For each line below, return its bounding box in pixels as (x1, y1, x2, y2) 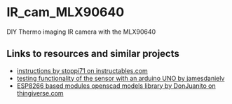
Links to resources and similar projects (6, 48, 179, 60)
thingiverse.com (16, 89, 64, 97)
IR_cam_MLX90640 (6, 4, 125, 20)
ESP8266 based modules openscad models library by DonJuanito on (16, 82, 216, 90)
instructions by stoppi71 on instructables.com (16, 66, 148, 74)
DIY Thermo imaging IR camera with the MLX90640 (6, 27, 156, 36)
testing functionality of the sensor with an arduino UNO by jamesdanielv (16, 74, 225, 82)
